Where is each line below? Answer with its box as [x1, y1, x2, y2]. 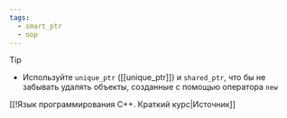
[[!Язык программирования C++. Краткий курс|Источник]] [9, 99, 236, 110]
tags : [9, 13, 30, 23]
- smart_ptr [17, 22, 63, 31]
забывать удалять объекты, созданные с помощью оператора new [22, 82, 278, 93]
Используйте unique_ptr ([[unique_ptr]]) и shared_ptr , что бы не [22, 72, 266, 83]
